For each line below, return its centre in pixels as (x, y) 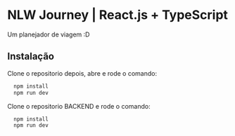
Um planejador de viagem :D (49, 34)
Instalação (31, 56)
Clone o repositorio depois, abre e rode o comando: (82, 73)
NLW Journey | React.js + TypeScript (118, 15)
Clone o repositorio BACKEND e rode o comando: (79, 106)
